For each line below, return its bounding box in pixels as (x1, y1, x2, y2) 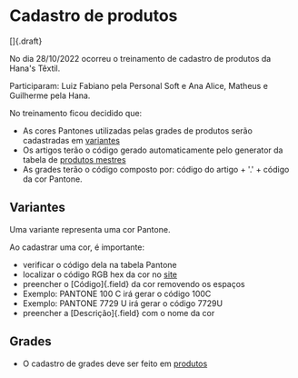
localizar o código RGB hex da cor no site (22, 269, 177, 280)
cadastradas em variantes (22, 134, 121, 145)
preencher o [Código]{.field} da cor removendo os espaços (22, 278, 245, 289)
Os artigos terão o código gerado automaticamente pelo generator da (22, 144, 283, 155)
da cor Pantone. (22, 174, 84, 184)
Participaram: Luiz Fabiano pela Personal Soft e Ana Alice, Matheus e (9, 80, 268, 91)
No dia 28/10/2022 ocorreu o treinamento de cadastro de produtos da (9, 53, 272, 64)
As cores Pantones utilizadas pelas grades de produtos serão (22, 124, 253, 136)
